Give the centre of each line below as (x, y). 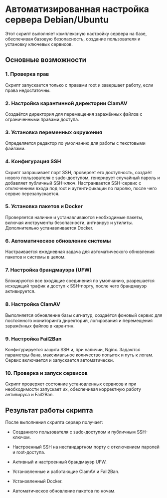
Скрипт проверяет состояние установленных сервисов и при (71, 384)
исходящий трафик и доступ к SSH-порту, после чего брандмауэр (76, 286)
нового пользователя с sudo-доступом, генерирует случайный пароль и (83, 178)
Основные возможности (46, 60)
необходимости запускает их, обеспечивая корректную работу (73, 389)
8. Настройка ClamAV (33, 304)
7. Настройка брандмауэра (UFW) (48, 270)
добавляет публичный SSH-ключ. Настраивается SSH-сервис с (73, 183)
